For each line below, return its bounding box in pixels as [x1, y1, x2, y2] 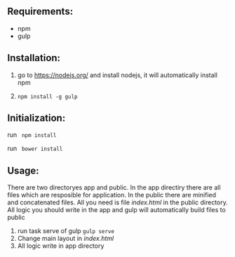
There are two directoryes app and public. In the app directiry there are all [7, 183, 221, 192]
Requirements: [7, 6, 74, 18]
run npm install [7, 131, 57, 139]
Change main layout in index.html [17, 235, 114, 243]
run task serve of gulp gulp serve [17, 227, 114, 235]
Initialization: [7, 112, 66, 124]
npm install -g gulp [17, 93, 78, 100]
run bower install [7, 144, 63, 153]
